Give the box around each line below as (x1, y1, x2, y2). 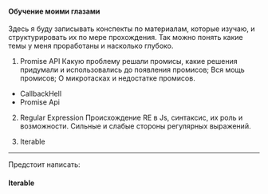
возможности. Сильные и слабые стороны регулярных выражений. (19, 121, 251, 131)
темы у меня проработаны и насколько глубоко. (8, 41, 174, 51)
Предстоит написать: (8, 160, 81, 169)
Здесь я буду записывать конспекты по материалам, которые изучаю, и (8, 24, 255, 34)
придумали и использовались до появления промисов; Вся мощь (19, 65, 245, 75)
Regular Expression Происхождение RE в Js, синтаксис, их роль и (19, 113, 243, 123)
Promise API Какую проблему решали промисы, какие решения (19, 57, 238, 66)
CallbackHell (19, 89, 62, 99)
